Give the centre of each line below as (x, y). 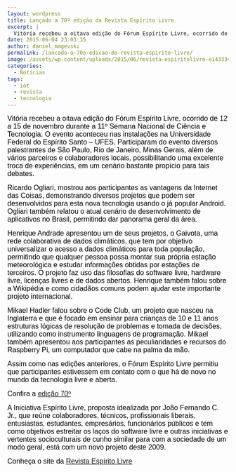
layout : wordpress (34, 14)
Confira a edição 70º (39, 394)
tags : (15, 79)
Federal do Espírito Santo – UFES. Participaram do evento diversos (113, 142)
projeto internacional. (40, 296)
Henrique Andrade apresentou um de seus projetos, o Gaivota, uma (113, 233)
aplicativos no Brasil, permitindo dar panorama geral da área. (103, 219)
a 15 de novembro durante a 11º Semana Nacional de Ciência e (107, 126)
